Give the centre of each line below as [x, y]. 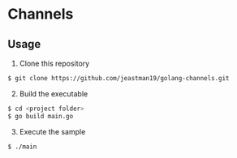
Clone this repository [54, 63]
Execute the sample [52, 131]
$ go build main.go [41, 116]
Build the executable [54, 93]
